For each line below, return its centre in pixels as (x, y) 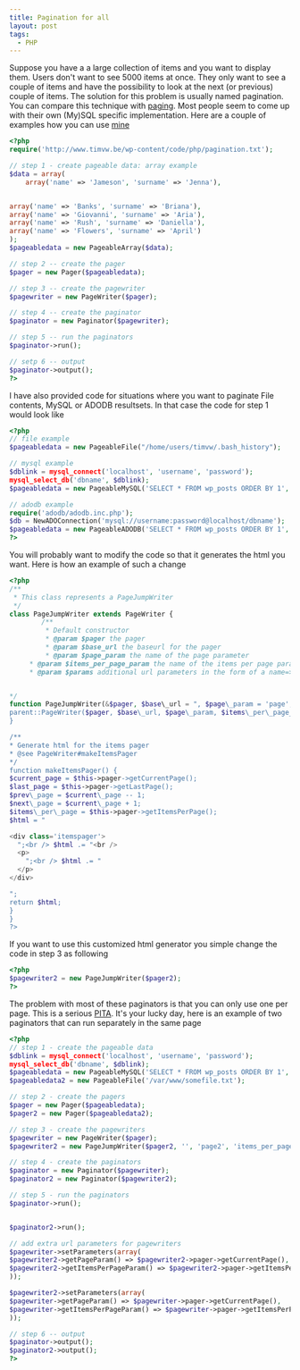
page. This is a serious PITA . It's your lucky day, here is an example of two (146, 1013)
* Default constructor (87, 631)
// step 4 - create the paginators (75, 1163)
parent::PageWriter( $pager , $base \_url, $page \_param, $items (127, 713)
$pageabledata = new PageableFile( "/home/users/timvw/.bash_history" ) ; (145, 448)
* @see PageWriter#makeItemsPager (74, 753)
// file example (39, 439)
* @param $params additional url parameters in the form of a (147, 672)
